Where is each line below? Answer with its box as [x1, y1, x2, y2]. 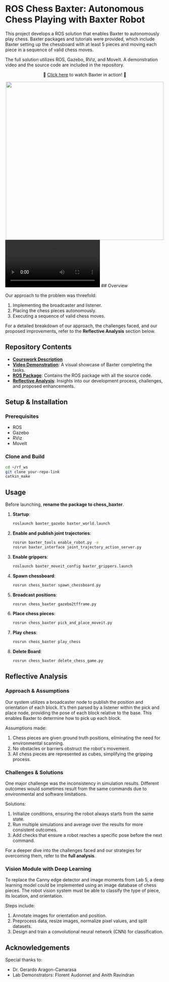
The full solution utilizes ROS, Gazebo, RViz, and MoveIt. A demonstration [5, 56, 158, 62]
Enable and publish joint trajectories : [12, 530, 92, 536]
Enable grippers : [12, 553, 48, 560]
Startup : [12, 511, 30, 518]
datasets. [12, 923, 32, 929]
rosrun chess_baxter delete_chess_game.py [12, 658, 103, 663]
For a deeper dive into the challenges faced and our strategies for [5, 847, 142, 853]
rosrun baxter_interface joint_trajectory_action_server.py [12, 544, 142, 549]
